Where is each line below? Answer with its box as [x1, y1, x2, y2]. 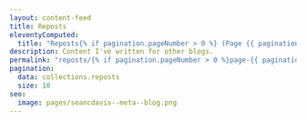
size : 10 [17, 81, 51, 90]
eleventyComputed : [9, 30, 79, 39]
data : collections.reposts [17, 73, 120, 82]
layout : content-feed [9, 13, 92, 23]
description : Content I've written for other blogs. [9, 47, 214, 56]
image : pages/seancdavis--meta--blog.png [17, 97, 178, 107]
